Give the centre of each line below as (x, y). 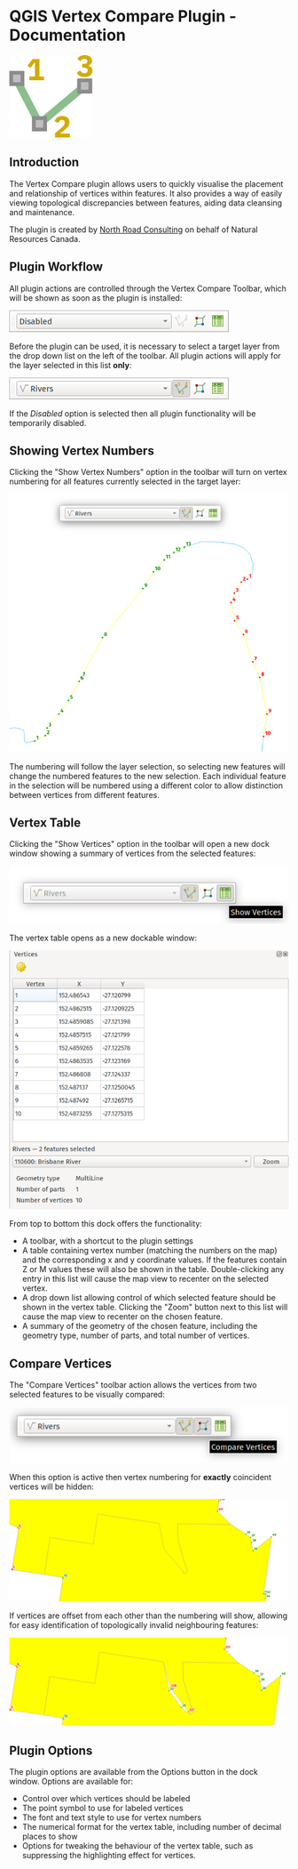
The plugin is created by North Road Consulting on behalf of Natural (134, 230)
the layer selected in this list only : (71, 365)
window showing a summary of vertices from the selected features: (133, 854)
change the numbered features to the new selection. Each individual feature (148, 776)
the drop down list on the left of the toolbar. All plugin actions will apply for (145, 355)
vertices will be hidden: (52, 1486)
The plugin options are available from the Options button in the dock (134, 1772)
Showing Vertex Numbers (82, 451)
